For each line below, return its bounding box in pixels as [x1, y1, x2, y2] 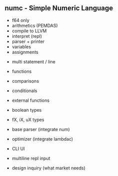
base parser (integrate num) [11, 126, 70, 132]
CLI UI [11, 146, 25, 152]
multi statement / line [11, 58, 55, 64]
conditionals [11, 87, 37, 94]
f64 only [11, 17, 29, 23]
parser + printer [11, 38, 45, 44]
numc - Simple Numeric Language [4, 4, 113, 12]
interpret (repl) [11, 33, 42, 39]
